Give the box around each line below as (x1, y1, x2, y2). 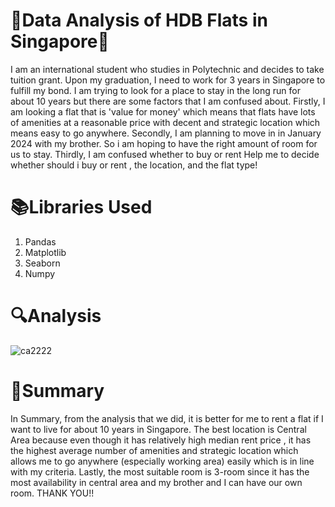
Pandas (24, 235, 57, 248)
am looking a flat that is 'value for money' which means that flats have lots (10, 105, 316, 118)
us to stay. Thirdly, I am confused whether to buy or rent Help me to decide (10, 148, 320, 160)
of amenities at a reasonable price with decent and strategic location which (10, 116, 321, 128)
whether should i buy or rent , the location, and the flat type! (10, 159, 258, 171)
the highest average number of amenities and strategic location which (10, 444, 299, 456)
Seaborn (24, 257, 61, 269)
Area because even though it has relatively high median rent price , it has (10, 434, 312, 446)
